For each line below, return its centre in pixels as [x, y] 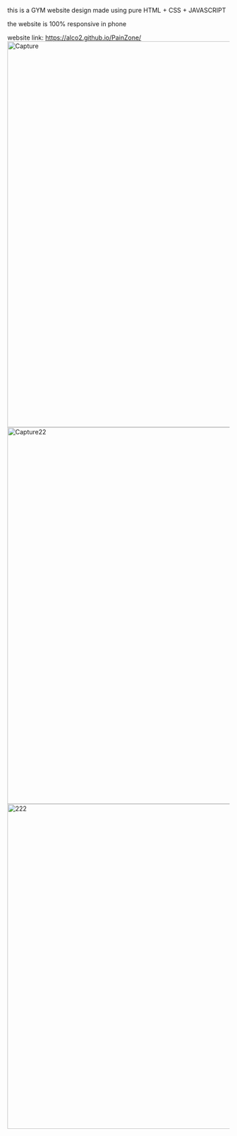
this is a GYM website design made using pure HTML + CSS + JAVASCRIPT [117, 10]
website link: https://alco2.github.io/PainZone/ [74, 37]
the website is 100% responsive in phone [67, 24]
